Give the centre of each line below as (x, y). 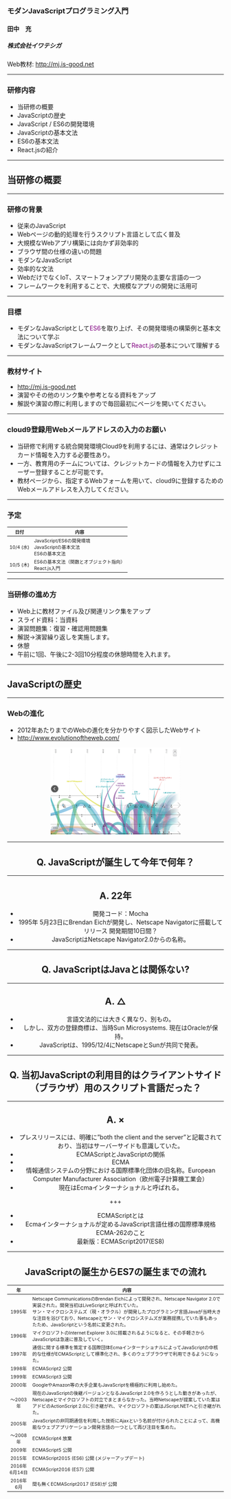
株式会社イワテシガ (34, 45)
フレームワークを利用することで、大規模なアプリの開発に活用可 (107, 286)
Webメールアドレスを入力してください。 (75, 489)
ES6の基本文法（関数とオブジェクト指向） (80, 562)
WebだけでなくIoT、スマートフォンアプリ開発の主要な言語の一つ (109, 277)
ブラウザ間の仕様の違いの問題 (59, 251)
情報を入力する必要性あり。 (75, 455)
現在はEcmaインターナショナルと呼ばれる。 (121, 1187)
